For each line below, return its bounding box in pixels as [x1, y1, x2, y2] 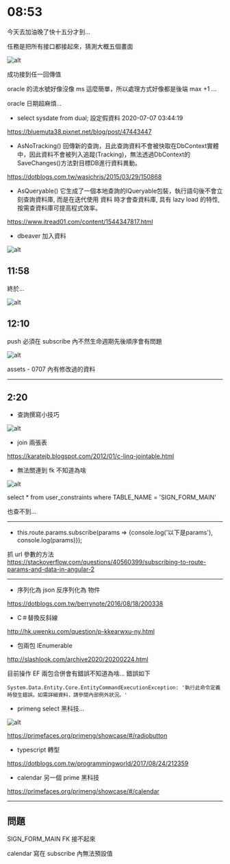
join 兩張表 [16, 438, 48, 446]
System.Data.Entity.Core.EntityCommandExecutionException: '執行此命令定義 [7, 684, 221, 691]
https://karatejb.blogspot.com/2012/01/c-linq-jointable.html [7, 452, 175, 460]
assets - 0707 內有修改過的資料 [7, 365, 96, 373]
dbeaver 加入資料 [16, 231, 66, 240]
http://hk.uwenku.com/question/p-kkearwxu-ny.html [7, 627, 155, 636]
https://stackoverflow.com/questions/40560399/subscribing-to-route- [7, 558, 207, 566]
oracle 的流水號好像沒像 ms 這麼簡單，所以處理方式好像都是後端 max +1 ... [7, 84, 217, 93]
